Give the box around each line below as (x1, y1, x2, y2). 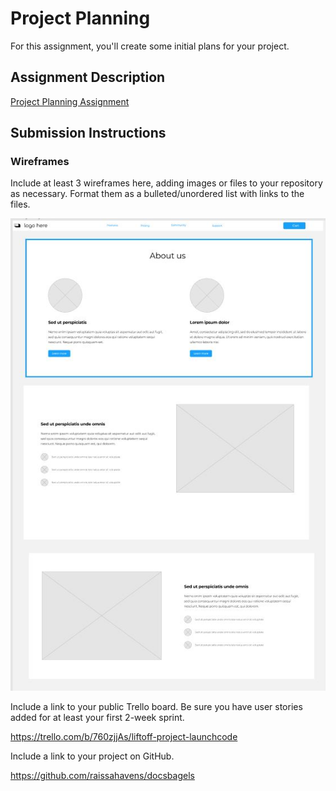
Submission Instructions (10, 125, 167, 142)
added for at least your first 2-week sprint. (10, 711, 185, 723)
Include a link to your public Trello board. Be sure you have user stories (10, 700, 303, 712)
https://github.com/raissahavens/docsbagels (10, 769, 195, 781)
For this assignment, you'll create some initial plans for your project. (10, 40, 290, 52)
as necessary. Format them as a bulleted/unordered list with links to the (10, 188, 305, 200)
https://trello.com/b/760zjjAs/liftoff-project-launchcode (10, 730, 238, 742)
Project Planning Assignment (10, 95, 130, 107)
